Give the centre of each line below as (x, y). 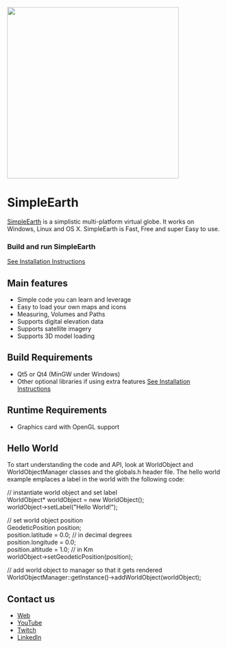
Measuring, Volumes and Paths (61, 314)
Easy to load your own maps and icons (72, 307)
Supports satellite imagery (54, 329)
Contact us (31, 599)
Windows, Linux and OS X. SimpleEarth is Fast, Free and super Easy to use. (113, 228)
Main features (38, 283)
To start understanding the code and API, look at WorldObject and (100, 465)
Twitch (26, 630)
